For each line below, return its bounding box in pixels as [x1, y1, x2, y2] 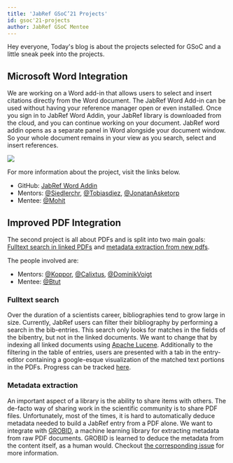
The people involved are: [7, 257, 79, 264]
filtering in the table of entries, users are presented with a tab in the [7, 348, 202, 356]
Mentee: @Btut [17, 278, 61, 286]
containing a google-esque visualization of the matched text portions [25, 356, 225, 364]
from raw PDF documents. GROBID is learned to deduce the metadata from [7, 434, 224, 442]
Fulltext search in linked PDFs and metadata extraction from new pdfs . [7, 243, 210, 251]
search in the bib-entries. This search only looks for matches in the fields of [7, 326, 226, 334]
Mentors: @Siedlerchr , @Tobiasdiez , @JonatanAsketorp [17, 189, 180, 197]
